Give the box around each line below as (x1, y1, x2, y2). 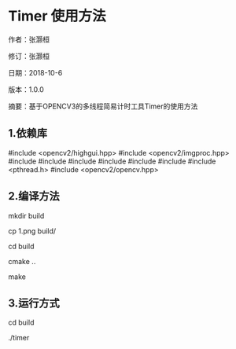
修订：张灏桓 (8, 51, 50, 61)
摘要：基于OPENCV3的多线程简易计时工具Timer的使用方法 (8, 101, 198, 111)
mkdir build (8, 211, 45, 220)
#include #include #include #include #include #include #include (8, 156, 216, 166)
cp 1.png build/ (8, 226, 57, 236)
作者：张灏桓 (8, 35, 50, 44)
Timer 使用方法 (8, 7, 106, 25)
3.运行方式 (8, 296, 61, 310)
